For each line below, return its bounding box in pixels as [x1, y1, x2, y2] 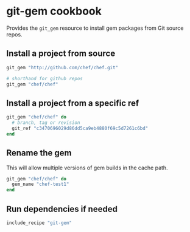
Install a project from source [6, 49, 116, 59]
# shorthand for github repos [6, 75, 83, 81]
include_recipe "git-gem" [6, 220, 72, 226]
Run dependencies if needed [6, 203, 118, 214]
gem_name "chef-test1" [12, 181, 69, 188]
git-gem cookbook [6, 4, 102, 18]
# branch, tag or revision [12, 120, 80, 126]
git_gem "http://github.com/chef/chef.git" [6, 64, 119, 70]
